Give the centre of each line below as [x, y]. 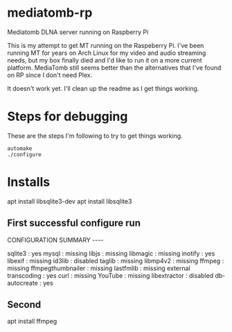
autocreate [23, 283]
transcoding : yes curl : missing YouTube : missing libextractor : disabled [110, 275]
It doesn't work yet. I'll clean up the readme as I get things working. [103, 88]
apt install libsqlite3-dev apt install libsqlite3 [70, 201]
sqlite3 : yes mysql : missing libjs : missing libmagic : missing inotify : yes [111, 253]
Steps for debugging [68, 117]
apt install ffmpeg [32, 322]
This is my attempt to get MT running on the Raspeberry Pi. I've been [106, 45]
